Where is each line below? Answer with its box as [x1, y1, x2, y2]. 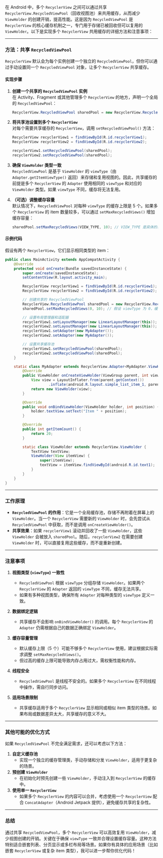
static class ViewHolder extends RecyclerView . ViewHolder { [22, 445, 147, 449]
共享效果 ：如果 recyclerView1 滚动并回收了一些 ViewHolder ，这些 [12, 528, 143, 533]
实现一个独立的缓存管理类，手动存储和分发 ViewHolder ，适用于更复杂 [19, 757, 158, 763]
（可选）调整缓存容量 [12, 197, 55, 202]
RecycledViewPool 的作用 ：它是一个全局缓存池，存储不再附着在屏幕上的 [12, 509, 154, 515]
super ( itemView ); [39, 458, 75, 463]
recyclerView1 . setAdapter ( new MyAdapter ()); [22, 329, 114, 333]
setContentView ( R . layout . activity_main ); [22, 275, 108, 280]
